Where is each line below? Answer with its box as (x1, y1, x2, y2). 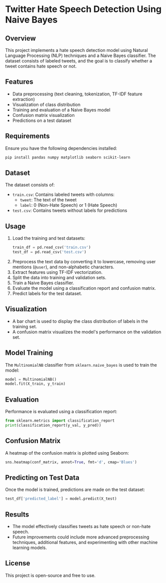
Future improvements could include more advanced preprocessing (12, 534, 150, 540)
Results (5, 510, 29, 519)
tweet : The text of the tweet (19, 197, 77, 203)
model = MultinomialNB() (5, 377, 57, 382)
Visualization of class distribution (12, 101, 81, 107)
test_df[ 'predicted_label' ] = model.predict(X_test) (5, 496, 117, 502)
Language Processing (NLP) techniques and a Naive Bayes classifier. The (5, 52, 156, 58)
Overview (5, 34, 36, 42)
